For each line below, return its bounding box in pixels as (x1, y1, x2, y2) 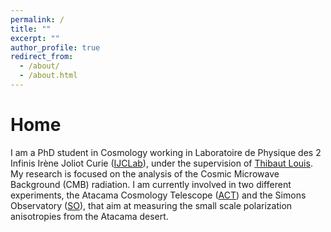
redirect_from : (10, 52, 74, 62)
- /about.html (19, 71, 78, 81)
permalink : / (10, 14, 65, 25)
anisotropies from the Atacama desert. (10, 210, 169, 222)
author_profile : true (10, 42, 101, 53)
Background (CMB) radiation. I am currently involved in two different (10, 178, 292, 190)
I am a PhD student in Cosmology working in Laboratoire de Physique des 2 (10, 146, 322, 158)
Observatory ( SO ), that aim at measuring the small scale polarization (10, 199, 293, 211)
